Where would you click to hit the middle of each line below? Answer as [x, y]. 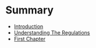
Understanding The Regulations [52, 32]
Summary [29, 10]
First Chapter [30, 39]
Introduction [29, 26]
